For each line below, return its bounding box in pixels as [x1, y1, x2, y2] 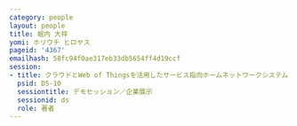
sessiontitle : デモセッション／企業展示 [17, 87, 153, 96]
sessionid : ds [17, 95, 69, 105]
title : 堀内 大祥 [9, 29, 68, 38]
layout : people [9, 21, 66, 30]
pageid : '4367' [9, 46, 66, 55]
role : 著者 [17, 104, 55, 113]
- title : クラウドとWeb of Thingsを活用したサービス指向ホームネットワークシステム [9, 71, 289, 80]
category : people [9, 12, 74, 22]
